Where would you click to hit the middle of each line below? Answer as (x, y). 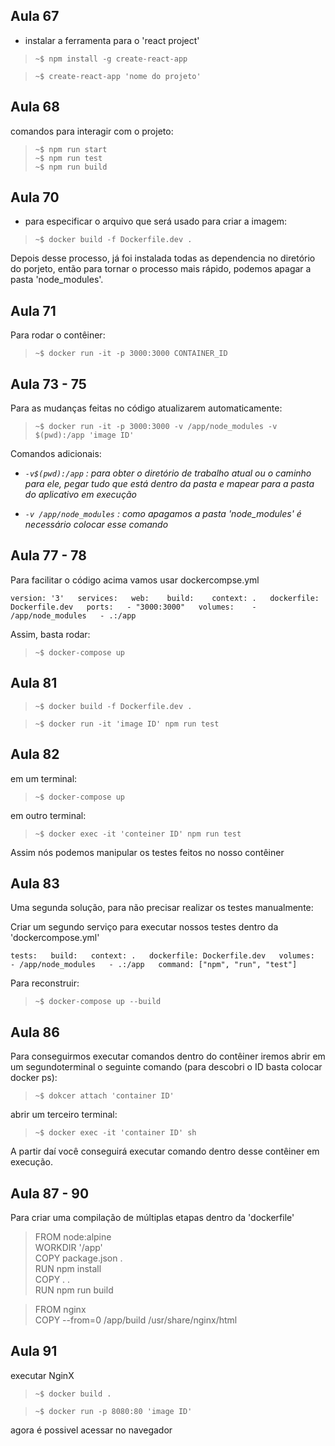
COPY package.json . (78, 1258)
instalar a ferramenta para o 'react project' (112, 40)
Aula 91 (34, 1351)
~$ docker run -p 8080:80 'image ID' (113, 1411)
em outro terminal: (48, 815)
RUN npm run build (74, 1290)
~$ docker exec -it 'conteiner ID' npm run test (138, 834)
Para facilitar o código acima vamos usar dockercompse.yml (135, 580)
